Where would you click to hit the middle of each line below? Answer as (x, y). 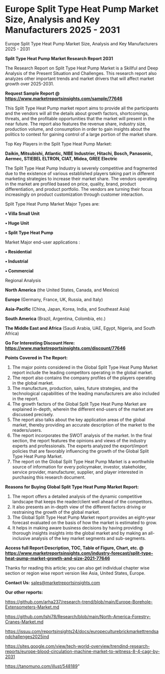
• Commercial (19, 271)
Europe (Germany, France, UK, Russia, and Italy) (54, 299)
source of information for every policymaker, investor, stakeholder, (79, 466)
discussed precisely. (33, 414)
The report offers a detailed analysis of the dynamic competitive (77, 496)
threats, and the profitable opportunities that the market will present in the (80, 118)
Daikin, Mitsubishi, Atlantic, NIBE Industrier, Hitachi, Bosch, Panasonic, (79, 153)
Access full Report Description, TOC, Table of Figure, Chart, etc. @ (74, 548)
